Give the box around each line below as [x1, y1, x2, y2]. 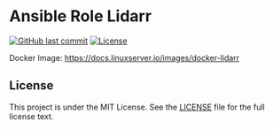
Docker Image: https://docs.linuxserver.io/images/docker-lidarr [9, 52, 240, 63]
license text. [9, 110, 54, 121]
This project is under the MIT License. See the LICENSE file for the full [9, 102, 265, 112]
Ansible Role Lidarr [9, 6, 152, 27]
